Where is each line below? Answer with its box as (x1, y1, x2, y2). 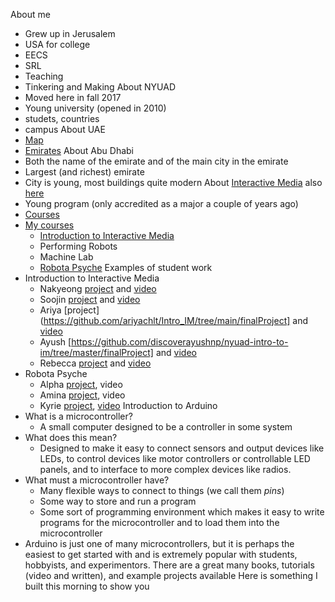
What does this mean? (24, 432, 118, 443)
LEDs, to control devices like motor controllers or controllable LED (39, 453, 311, 464)
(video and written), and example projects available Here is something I (24, 570, 318, 581)
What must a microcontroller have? (24, 474, 170, 486)
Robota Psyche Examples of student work (39, 262, 213, 273)
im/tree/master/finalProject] (39, 347, 154, 358)
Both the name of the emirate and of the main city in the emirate (24, 155, 289, 167)
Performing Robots (39, 240, 118, 252)
